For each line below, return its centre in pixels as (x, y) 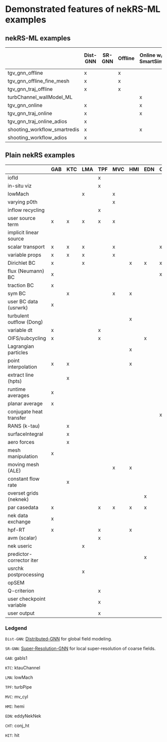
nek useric (20, 546)
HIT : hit (12, 736)
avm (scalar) (22, 537)
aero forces (21, 442)
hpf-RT (17, 530)
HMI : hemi (15, 706)
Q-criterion (21, 591)
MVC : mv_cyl (17, 697)
